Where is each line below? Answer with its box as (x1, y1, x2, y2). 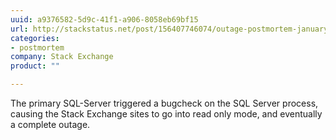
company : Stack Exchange (10, 52, 114, 62)
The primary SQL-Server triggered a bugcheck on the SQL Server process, (10, 97, 319, 109)
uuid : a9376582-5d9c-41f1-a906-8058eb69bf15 (10, 14, 199, 25)
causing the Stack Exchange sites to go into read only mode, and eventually (10, 108, 323, 120)
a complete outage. (10, 119, 91, 130)
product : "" (10, 61, 60, 71)
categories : (10, 33, 60, 43)
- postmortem (10, 42, 65, 53)
